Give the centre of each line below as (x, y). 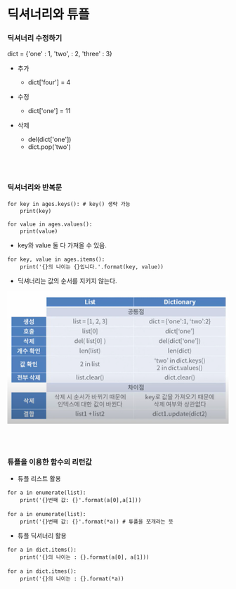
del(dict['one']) (50, 140)
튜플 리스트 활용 (39, 479)
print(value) (39, 231)
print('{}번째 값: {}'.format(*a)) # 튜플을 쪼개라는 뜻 (97, 522)
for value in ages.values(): (50, 224)
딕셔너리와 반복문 (35, 188)
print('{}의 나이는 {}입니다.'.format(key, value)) (92, 267)
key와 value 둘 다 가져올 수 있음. (62, 245)
